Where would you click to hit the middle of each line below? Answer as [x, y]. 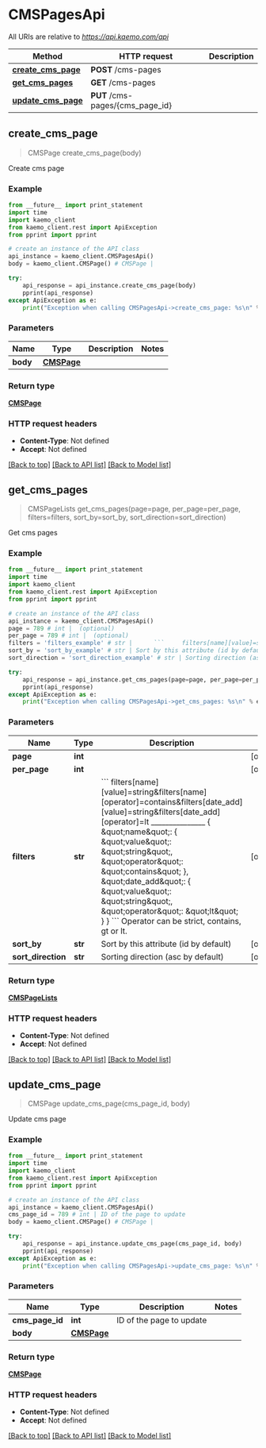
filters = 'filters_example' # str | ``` [86, 643]
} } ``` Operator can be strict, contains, [171, 921]
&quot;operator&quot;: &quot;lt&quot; [170, 911]
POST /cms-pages [126, 69]
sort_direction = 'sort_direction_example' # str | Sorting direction [127, 658]
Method [48, 56]
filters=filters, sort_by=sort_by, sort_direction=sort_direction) [127, 517]
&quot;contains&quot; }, [144, 871]
